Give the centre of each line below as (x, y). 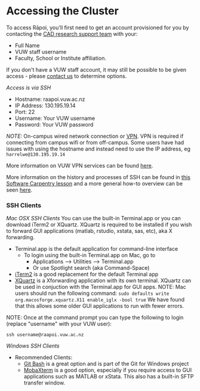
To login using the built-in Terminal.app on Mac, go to (90, 255)
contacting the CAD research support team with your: (72, 33)
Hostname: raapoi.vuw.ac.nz (50, 99)
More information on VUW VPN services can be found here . (80, 165)
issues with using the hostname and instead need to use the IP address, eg (99, 149)
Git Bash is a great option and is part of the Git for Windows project (106, 364)
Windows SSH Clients (33, 346)
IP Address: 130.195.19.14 (45, 105)
